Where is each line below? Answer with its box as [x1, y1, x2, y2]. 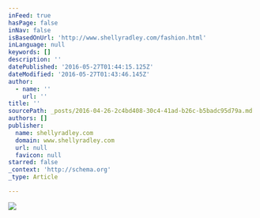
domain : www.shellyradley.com [15, 136, 115, 145]
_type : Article [8, 173, 58, 182]
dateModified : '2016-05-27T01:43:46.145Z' [8, 70, 150, 78]
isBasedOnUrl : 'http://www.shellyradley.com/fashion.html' [8, 33, 207, 42]
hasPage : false [8, 19, 58, 27]
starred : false [8, 159, 58, 167]
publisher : [8, 122, 44, 130]
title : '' [8, 100, 41, 107]
